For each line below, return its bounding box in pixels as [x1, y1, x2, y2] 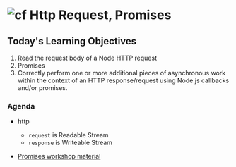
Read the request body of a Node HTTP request [17, 54, 158, 62]
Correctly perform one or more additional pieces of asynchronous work [17, 69, 226, 77]
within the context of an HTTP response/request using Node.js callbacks [17, 76, 230, 85]
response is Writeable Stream [28, 138, 113, 147]
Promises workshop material [17, 152, 101, 161]
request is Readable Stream [28, 131, 109, 140]
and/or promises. [17, 84, 68, 92]
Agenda [7, 101, 35, 111]
